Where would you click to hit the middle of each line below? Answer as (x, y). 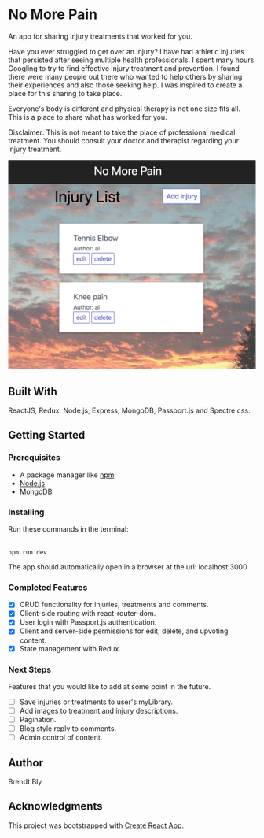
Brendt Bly (25, 782)
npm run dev (27, 552)
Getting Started (47, 435)
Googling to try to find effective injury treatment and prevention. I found (124, 68)
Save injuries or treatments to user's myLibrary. (96, 702)
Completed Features (48, 587)
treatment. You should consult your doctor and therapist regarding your (124, 140)
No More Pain (53, 15)
